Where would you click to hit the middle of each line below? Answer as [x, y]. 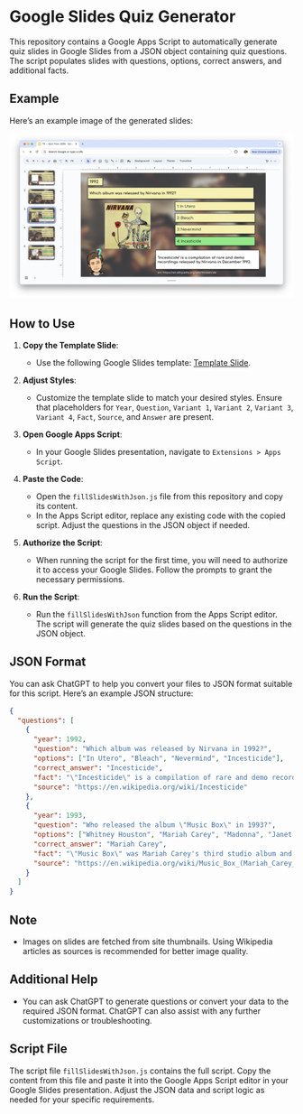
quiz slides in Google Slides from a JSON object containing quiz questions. [148, 51]
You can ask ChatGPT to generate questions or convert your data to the [156, 1001]
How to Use [42, 324]
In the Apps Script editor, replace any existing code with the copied [161, 515]
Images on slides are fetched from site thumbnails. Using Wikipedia [147, 942]
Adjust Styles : [49, 380]
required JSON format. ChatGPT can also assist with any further [142, 1011]
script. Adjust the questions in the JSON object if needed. [143, 525]
